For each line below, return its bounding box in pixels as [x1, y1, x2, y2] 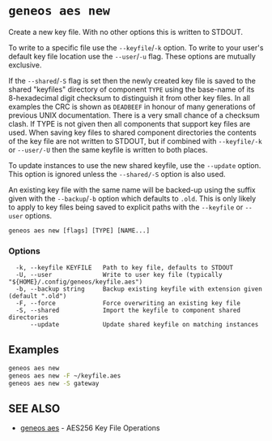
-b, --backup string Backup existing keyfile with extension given [15, 285, 263, 293]
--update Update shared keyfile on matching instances [29, 321, 259, 329]
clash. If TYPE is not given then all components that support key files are [8, 119, 251, 128]
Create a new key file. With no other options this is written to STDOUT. [8, 27, 244, 37]
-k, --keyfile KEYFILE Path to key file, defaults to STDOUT [15, 264, 233, 272]
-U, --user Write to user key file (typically [15, 271, 223, 279]
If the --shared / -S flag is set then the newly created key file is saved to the [8, 76, 257, 85]
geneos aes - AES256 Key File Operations [19, 423, 160, 433]
